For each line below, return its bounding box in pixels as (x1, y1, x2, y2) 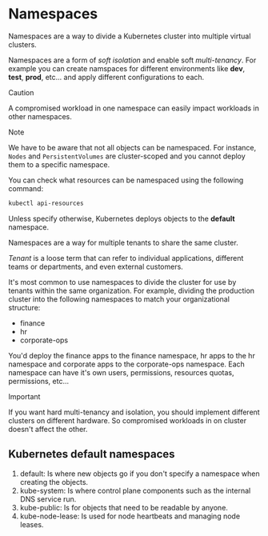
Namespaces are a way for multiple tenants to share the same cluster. (8, 238, 238, 247)
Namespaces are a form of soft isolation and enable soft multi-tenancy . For (8, 55, 257, 65)
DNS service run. (19, 494, 77, 504)
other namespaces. (8, 111, 72, 121)
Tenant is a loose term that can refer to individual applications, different (8, 253, 244, 262)
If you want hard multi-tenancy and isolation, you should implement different (8, 407, 260, 417)
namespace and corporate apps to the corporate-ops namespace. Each (8, 359, 246, 369)
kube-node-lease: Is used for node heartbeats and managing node (19, 511, 241, 521)
